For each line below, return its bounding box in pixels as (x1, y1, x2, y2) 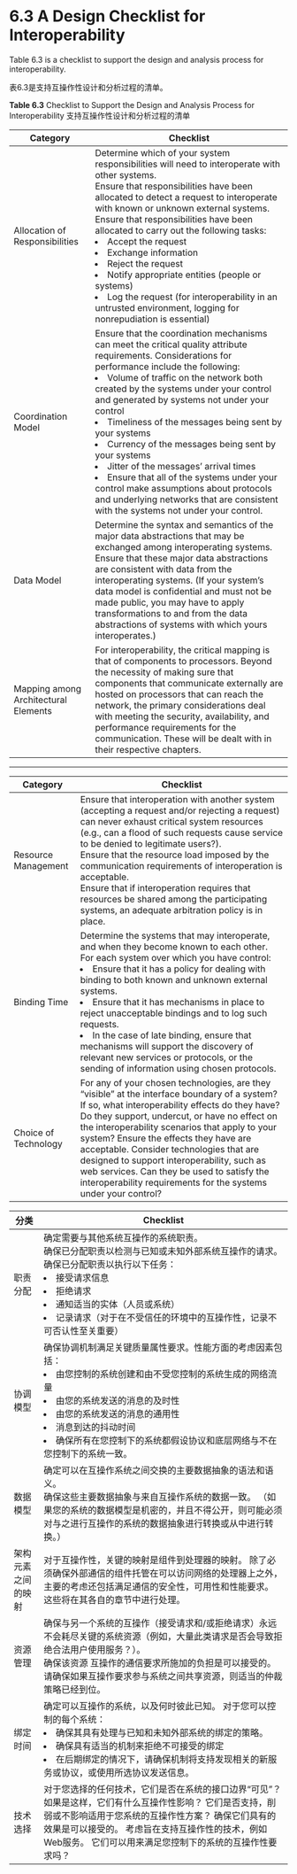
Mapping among (13, 682, 82, 694)
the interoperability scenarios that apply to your (80, 1120, 277, 1133)
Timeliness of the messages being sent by (107, 415, 283, 428)
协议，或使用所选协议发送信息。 (61, 1766, 194, 1778)
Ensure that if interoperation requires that (80, 881, 251, 894)
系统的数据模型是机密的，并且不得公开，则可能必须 (70, 1504, 283, 1516)
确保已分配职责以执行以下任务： (43, 1258, 177, 1270)
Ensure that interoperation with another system (80, 793, 276, 805)
